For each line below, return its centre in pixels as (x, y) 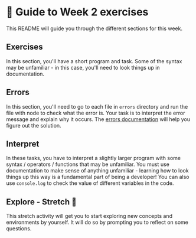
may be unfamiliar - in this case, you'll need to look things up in (83, 67)
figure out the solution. (34, 125)
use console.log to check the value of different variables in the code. (90, 183)
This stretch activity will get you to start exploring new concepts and (89, 216)
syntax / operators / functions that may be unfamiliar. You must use (88, 164)
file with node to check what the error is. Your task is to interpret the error (96, 113)
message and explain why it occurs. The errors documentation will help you (98, 119)
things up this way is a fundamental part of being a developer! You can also (98, 177)
